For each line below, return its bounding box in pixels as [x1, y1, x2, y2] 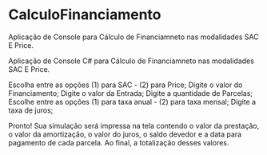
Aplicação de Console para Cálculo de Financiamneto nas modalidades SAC [8, 32, 259, 42]
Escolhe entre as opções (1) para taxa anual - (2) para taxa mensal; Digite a [8, 97, 257, 106]
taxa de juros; [8, 105, 54, 115]
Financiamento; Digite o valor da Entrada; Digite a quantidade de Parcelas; [8, 88, 253, 97]
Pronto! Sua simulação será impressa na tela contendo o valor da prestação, [8, 121, 260, 130]
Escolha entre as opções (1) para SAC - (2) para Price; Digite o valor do [8, 80, 243, 89]
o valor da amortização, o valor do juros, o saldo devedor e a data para [8, 129, 242, 139]
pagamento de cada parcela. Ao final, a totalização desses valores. [8, 137, 229, 147]
